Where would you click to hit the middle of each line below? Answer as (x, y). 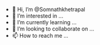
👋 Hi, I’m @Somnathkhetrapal (48, 9)
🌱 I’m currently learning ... (44, 22)
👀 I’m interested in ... (38, 16)
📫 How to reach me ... (40, 36)
